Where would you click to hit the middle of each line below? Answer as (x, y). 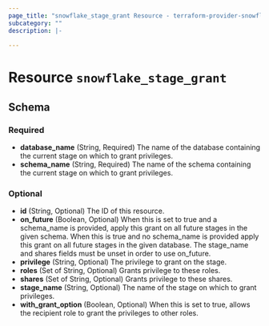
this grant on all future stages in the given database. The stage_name (134, 245)
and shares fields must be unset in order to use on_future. (115, 254)
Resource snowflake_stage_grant (118, 78)
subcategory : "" (35, 23)
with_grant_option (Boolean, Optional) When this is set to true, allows (135, 304)
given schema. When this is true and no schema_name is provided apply (139, 236)
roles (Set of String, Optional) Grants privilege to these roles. (120, 271)
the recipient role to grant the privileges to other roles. (109, 313)
